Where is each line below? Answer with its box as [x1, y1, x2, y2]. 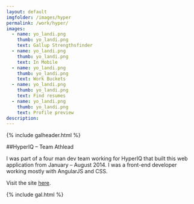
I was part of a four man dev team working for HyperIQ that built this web [6, 155, 188, 162]
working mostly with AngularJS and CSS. [6, 168, 108, 175]
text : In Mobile [17, 59, 58, 65]
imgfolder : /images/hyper [6, 14, 71, 20]
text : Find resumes [17, 93, 66, 99]
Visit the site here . [6, 179, 51, 187]
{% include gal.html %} [6, 191, 64, 199]
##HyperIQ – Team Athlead [6, 143, 74, 150]
